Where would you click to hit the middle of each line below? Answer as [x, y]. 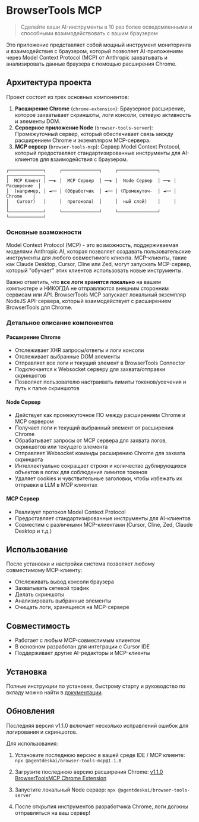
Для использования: [32, 743]
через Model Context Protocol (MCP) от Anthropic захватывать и [87, 57]
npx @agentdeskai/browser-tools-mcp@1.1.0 [68, 761]
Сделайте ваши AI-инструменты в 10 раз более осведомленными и [107, 27]
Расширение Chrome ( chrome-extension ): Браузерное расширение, [100, 109]
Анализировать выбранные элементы [63, 601]
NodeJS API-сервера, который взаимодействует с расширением [89, 301]
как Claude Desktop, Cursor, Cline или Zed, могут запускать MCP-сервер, [99, 264]
